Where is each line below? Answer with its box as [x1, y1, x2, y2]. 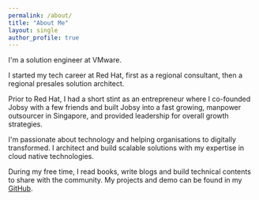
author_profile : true [8, 33, 80, 42]
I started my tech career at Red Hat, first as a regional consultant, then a [8, 70, 243, 80]
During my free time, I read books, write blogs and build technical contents [8, 167, 251, 176]
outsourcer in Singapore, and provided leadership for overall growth [8, 111, 229, 121]
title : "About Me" [8, 19, 69, 27]
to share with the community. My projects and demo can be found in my [8, 175, 242, 185]
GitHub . [8, 183, 33, 194]
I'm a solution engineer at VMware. [8, 55, 122, 65]
